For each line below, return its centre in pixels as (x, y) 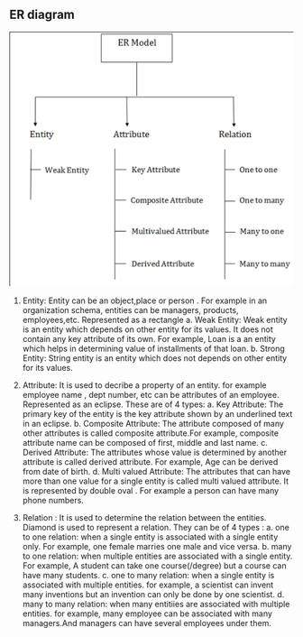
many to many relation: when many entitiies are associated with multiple (156, 604)
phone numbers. (53, 500)
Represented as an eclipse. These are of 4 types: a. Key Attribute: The (153, 404)
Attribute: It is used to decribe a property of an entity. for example (144, 385)
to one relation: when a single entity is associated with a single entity (150, 537)
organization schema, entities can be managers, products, (130, 309)
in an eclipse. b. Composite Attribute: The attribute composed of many (153, 423)
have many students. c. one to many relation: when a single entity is (148, 575)
